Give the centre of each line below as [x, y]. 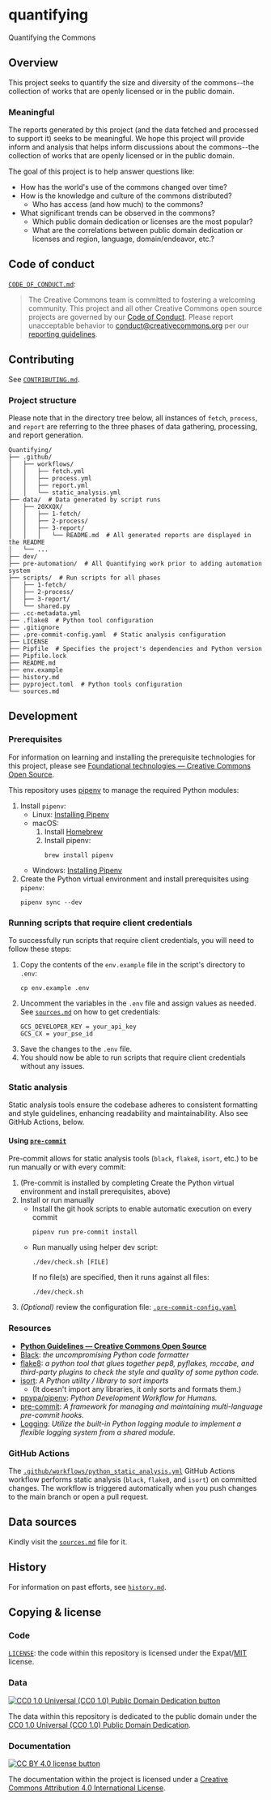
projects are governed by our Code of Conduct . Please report [131, 317]
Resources [30, 1328]
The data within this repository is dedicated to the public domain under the [133, 1716]
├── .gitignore [34, 627]
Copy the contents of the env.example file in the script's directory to [132, 964]
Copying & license [55, 1613]
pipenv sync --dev [51, 902]
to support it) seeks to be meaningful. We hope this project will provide [127, 139]
